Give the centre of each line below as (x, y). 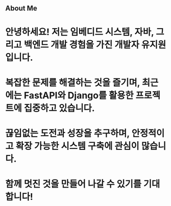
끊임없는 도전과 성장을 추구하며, (68, 133)
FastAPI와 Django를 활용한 (79, 95)
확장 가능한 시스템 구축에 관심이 (77, 146)
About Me (21, 8)
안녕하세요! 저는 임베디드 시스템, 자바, (80, 32)
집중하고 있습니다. (59, 108)
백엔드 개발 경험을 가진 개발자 (81, 45)
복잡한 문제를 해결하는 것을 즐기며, (73, 82)
